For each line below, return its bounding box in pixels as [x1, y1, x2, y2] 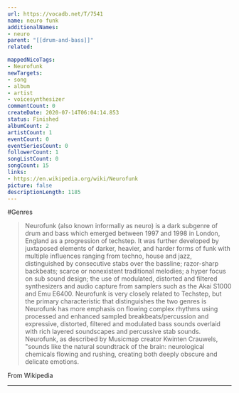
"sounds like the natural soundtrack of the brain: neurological [24, 343, 205, 351]
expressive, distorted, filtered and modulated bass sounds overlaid [24, 320, 221, 328]
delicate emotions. [24, 357, 80, 366]
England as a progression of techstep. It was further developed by [24, 237, 219, 245]
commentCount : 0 [7, 102, 55, 110]
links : [7, 168, 27, 176]
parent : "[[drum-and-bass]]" [7, 37, 94, 44]
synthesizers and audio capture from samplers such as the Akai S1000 [24, 282, 232, 291]
